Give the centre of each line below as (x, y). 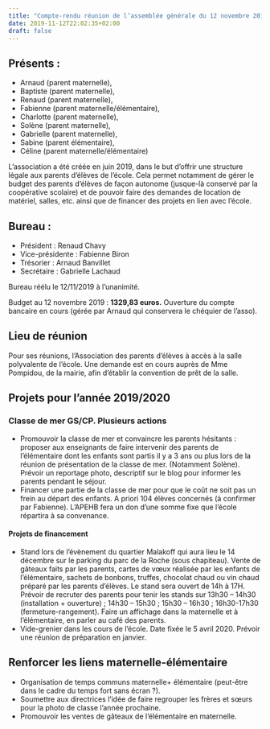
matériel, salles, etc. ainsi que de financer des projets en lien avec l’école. (130, 201)
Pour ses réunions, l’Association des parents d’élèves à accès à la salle (125, 356)
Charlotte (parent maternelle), (69, 117)
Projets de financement (48, 534)
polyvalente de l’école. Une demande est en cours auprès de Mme (118, 364)
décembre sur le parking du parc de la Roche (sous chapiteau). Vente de (140, 560)
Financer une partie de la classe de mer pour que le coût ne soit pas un (138, 490)
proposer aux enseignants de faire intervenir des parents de (119, 447)
